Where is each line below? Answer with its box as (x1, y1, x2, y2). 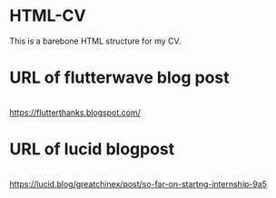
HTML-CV (9, 5, 86, 26)
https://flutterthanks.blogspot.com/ (9, 106, 141, 118)
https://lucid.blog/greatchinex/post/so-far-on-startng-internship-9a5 (9, 178, 268, 189)
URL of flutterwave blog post (9, 67, 230, 88)
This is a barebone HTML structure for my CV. (9, 35, 182, 46)
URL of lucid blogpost (9, 139, 175, 160)
